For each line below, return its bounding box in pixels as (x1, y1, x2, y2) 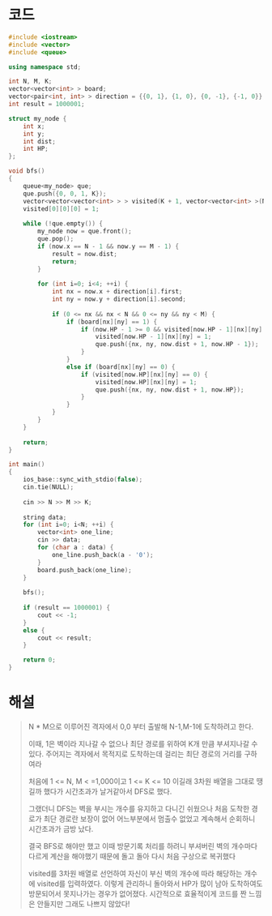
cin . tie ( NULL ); (23, 483, 74, 491)
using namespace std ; (8, 62, 82, 71)
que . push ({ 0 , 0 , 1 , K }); (23, 190, 107, 198)
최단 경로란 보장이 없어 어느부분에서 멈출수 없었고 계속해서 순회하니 (43, 814, 256, 824)
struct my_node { (8, 114, 67, 122)
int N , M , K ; (8, 77, 53, 86)
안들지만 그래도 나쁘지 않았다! (36, 899, 130, 909)
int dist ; (23, 137, 57, 145)
